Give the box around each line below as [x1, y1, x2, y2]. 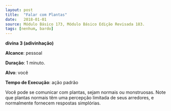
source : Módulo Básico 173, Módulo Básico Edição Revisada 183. [5, 21, 145, 27]
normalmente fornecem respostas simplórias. [5, 100, 101, 106]
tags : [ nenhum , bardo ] [5, 26, 54, 31]
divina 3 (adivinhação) [5, 40, 54, 46]
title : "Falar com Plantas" [5, 12, 67, 17]
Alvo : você [5, 69, 29, 76]
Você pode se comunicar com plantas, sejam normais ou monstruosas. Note [5, 89, 166, 95]
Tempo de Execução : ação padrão [5, 80, 79, 86]
